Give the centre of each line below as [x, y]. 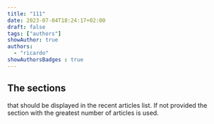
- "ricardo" [31, 54]
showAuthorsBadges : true [45, 60]
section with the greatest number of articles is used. [83, 113]
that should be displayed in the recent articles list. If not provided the [107, 105]
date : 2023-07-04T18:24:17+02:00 [57, 20]
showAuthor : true [33, 40]
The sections [37, 88]
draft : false [26, 27]
